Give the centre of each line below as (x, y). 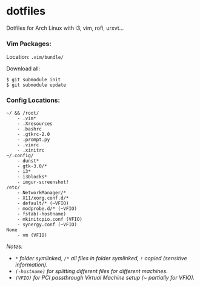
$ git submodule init (34, 80)
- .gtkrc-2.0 (34, 134)
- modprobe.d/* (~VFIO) (47, 208)
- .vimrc (28, 145)
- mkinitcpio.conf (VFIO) (50, 219)
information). (31, 265)
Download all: (23, 69)
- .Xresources (35, 123)
